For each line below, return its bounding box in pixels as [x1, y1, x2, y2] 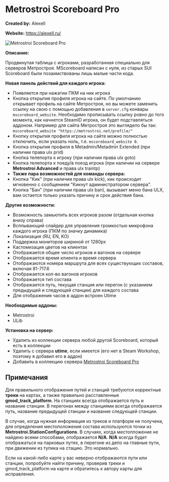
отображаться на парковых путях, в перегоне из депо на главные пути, [5, 439, 160, 446]
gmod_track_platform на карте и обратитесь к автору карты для [5, 465, 142, 471]
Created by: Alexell [5, 20, 46, 26]
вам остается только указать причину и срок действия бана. [12, 192, 145, 198]
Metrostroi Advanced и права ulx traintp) [12, 165, 100, 171]
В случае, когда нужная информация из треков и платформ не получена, [5, 418, 163, 424]
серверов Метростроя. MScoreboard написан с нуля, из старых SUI [5, 65, 152, 71]
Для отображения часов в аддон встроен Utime [12, 292, 116, 298]
